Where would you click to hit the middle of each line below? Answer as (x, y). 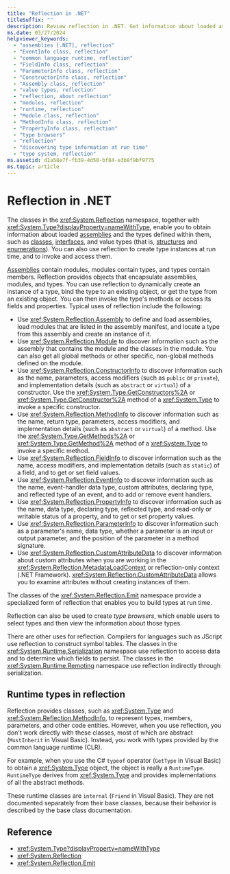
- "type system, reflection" (55, 154)
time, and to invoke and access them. (60, 256)
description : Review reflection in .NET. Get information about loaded (111, 26)
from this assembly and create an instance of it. (84, 334)
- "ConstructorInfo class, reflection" (70, 77)
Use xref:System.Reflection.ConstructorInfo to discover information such (119, 370)
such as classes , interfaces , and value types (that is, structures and (102, 242)
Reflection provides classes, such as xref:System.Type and (90, 711)
